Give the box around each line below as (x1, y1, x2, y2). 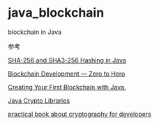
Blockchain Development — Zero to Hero (8, 69, 126, 78)
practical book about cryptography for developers (8, 110, 152, 118)
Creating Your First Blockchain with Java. (8, 83, 126, 91)
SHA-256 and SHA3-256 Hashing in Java (8, 56, 126, 64)
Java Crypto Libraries (8, 96, 70, 105)
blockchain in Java (8, 28, 62, 36)
